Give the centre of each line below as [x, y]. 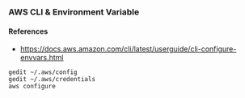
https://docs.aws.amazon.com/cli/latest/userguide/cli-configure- [128, 49]
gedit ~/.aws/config [43, 72]
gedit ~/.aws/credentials [52, 80]
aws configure [32, 87]
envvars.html [42, 58]
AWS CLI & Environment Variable [74, 12]
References [28, 31]
